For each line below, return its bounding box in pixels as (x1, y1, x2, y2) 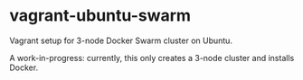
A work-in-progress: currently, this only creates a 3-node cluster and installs (9, 52, 295, 63)
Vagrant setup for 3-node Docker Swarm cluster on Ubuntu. (9, 35, 233, 46)
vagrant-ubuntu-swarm (9, 5, 192, 26)
